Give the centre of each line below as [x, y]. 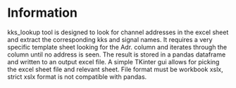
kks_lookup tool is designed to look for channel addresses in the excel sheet [118, 32]
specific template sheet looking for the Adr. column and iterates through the [117, 47]
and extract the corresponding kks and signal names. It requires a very [110, 39]
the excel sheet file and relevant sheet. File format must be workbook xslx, [115, 69]
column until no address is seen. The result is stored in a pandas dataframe [117, 54]
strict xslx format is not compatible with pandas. [77, 76]
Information [42, 13]
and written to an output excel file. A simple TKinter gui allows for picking [113, 61]
